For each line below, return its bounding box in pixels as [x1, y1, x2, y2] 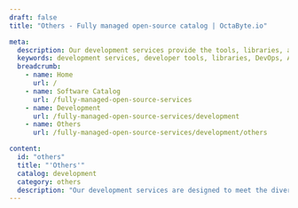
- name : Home [25, 70, 74, 80]
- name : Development [25, 103, 101, 112]
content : [9, 144, 42, 154]
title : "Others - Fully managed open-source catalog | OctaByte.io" [9, 21, 268, 30]
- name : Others [25, 120, 82, 129]
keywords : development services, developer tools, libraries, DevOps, [17, 54, 284, 63]
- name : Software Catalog [25, 86, 122, 96]
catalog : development [17, 169, 98, 178]
